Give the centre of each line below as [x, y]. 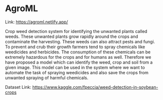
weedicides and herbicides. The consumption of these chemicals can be [78, 52]
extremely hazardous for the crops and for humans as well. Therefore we [78, 57]
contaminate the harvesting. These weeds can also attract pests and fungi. [80, 41]
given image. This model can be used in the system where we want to [75, 67]
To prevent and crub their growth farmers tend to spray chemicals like [75, 47]
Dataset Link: [18, 87]
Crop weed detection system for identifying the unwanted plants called [76, 31]
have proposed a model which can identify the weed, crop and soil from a [79, 62]
